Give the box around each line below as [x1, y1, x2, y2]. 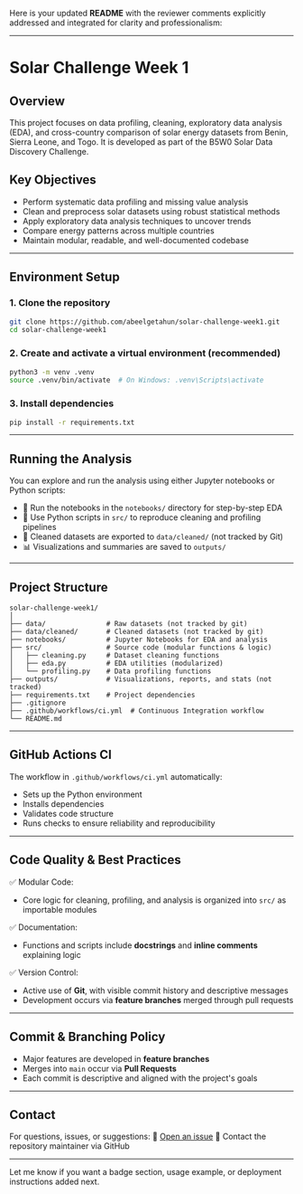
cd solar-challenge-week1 [9, 326, 106, 335]
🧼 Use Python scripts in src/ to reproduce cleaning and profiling [22, 512, 262, 523]
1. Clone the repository [9, 297, 111, 309]
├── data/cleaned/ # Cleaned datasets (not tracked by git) [9, 628, 264, 637]
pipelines [22, 522, 57, 533]
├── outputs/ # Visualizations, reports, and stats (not [9, 675, 272, 684]
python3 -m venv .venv [9, 367, 95, 376]
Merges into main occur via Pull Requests [22, 1063, 178, 1074]
